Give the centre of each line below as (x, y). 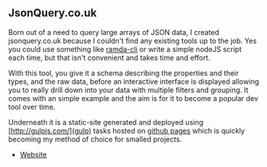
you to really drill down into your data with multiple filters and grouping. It (128, 90)
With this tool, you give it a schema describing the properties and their (124, 73)
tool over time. (32, 107)
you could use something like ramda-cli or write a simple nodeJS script (125, 49)
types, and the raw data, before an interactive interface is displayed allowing (134, 81)
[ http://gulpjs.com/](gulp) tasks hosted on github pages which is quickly (127, 130)
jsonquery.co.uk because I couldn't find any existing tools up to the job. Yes (133, 41)
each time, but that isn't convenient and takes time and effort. (109, 57)
